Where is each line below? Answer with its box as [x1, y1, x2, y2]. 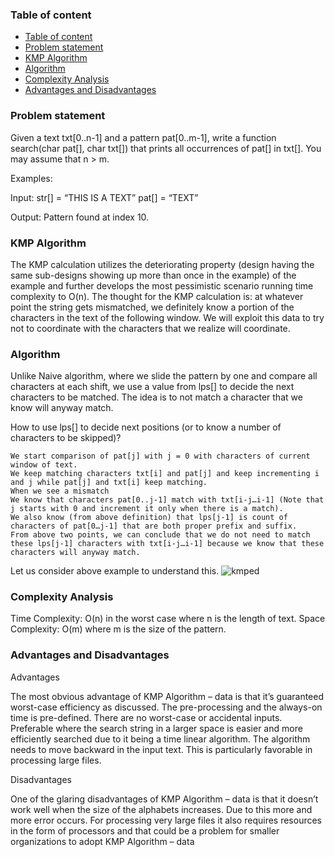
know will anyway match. [10, 402, 114, 414]
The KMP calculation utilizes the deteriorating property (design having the [10, 258, 315, 270]
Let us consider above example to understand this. [10, 565, 220, 577]
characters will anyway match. [10, 548, 141, 558]
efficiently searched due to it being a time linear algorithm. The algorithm [10, 733, 311, 745]
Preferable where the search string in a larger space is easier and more [10, 722, 303, 734]
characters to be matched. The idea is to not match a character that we [10, 391, 303, 403]
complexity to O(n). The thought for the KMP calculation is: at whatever [10, 290, 304, 302]
